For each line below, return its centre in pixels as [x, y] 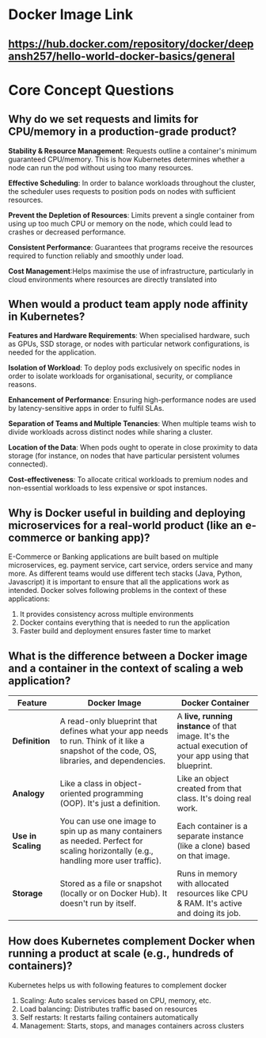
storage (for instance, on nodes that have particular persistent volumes [124, 456]
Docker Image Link [70, 15]
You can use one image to [108, 821]
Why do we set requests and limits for [103, 119]
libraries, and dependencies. [113, 761]
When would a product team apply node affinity [128, 304]
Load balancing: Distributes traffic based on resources [108, 1009]
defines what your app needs [114, 732]
